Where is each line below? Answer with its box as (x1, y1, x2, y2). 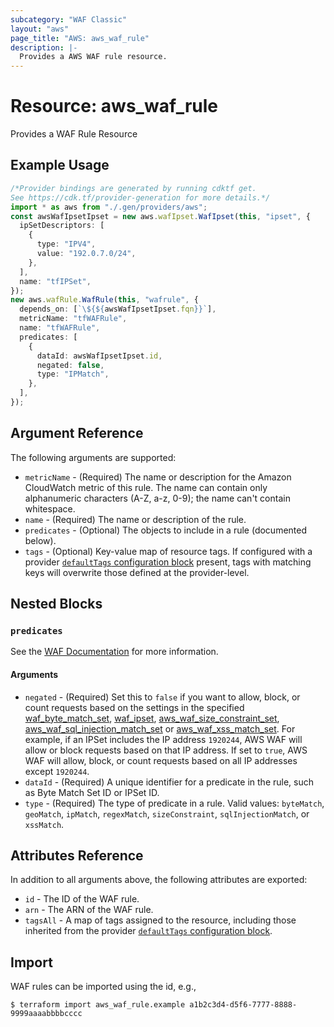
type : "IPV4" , (36, 239, 97, 250)
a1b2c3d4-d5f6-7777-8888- (189, 1000, 298, 1010)
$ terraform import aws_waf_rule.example (10, 1000, 186, 1010)
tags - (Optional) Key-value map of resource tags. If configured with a (24, 545, 313, 557)
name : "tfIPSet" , (19, 276, 92, 286)
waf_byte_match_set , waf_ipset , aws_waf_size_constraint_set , (24, 712, 280, 724)
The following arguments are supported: (10, 451, 177, 463)
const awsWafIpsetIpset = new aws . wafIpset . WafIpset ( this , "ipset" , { (10, 211, 311, 221)
